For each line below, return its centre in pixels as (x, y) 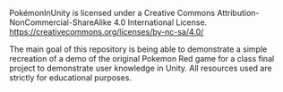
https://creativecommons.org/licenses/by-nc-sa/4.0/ (107, 32)
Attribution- (238, 13)
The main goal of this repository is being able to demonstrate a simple (138, 49)
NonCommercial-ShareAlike (60, 22)
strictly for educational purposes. (71, 78)
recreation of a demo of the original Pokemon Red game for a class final (142, 59)
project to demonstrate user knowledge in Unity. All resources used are (141, 68)
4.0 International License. (160, 22)
